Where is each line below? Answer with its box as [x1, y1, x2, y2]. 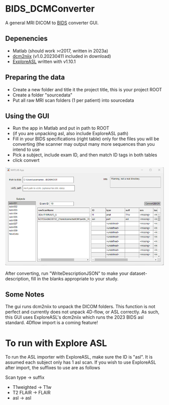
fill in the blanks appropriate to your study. [31, 275, 119, 281]
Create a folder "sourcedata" [12, 92, 73, 98]
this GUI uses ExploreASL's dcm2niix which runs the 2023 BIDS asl [5, 314, 144, 320]
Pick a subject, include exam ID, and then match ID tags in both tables [12, 152, 157, 158]
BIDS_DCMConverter [5, 3, 95, 15]
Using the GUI [5, 111, 49, 120]
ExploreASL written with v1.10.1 [12, 59, 76, 65]
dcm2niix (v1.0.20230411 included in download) [12, 53, 112, 59]
